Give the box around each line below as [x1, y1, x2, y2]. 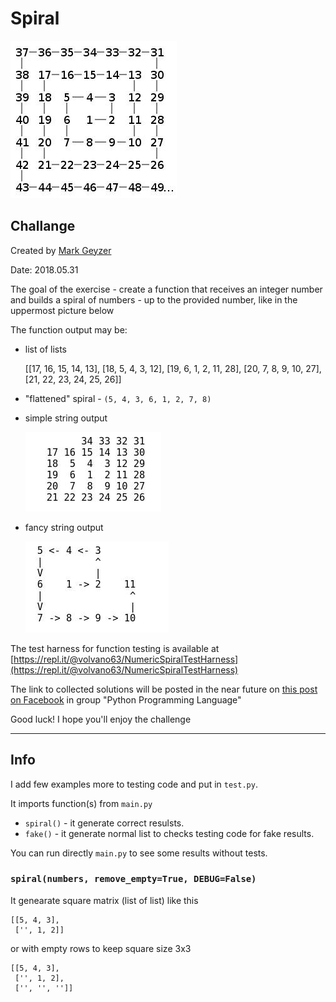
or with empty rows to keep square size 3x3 [10, 942, 192, 954]
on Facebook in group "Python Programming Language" [10, 693, 242, 706]
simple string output [24, 412, 108, 424]
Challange [10, 218, 76, 235]
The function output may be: [10, 323, 128, 336]
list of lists [24, 343, 68, 355]
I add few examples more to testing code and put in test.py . [10, 778, 258, 790]
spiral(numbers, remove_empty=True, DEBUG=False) [10, 873, 257, 885]
